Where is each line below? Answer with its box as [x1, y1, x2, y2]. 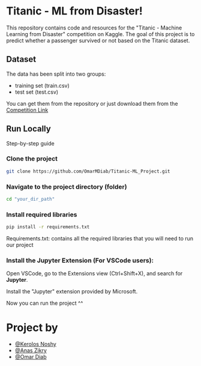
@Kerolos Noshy [14, 341, 57, 348]
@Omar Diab [14, 353, 47, 361]
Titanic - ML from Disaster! [6, 4, 143, 18]
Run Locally [6, 124, 51, 134]
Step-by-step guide [6, 139, 55, 147]
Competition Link [6, 106, 49, 114]
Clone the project [6, 154, 58, 163]
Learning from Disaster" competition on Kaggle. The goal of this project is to [6, 30, 195, 37]
